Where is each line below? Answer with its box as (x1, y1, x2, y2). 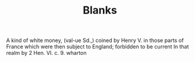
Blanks (83, 4, 117, 17)
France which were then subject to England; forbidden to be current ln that (6, 43, 189, 50)
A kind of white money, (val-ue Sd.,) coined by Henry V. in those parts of (6, 37, 184, 44)
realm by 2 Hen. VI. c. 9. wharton (6, 50, 87, 57)
